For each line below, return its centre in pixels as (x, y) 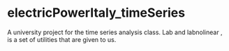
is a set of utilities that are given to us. (62, 39)
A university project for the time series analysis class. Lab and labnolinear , (115, 32)
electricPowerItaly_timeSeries (96, 13)
